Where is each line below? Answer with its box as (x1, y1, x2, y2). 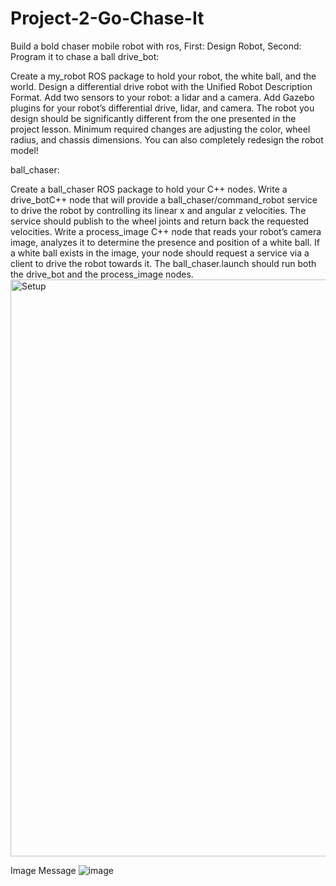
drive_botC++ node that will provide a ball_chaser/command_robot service (10, 193, 318, 206)
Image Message (10, 864, 77, 876)
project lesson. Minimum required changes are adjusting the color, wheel (10, 123, 311, 135)
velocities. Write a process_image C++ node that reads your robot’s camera (10, 225, 322, 237)
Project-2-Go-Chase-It (10, 7, 205, 30)
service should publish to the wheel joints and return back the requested (10, 215, 310, 227)
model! (10, 144, 39, 156)
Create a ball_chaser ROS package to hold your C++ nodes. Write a (10, 183, 288, 195)
